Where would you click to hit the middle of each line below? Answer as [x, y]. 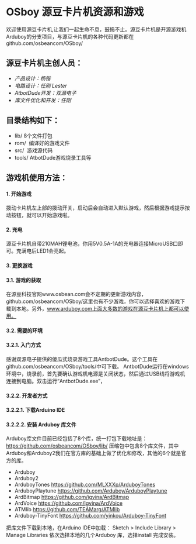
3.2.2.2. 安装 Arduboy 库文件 [41, 424]
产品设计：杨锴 [32, 78]
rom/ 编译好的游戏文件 [42, 143]
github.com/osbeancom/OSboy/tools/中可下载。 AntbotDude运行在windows [98, 366]
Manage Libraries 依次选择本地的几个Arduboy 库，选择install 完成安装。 [92, 535]
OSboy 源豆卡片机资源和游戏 [75, 12]
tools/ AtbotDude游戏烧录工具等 [53, 157]
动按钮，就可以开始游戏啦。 [39, 215]
